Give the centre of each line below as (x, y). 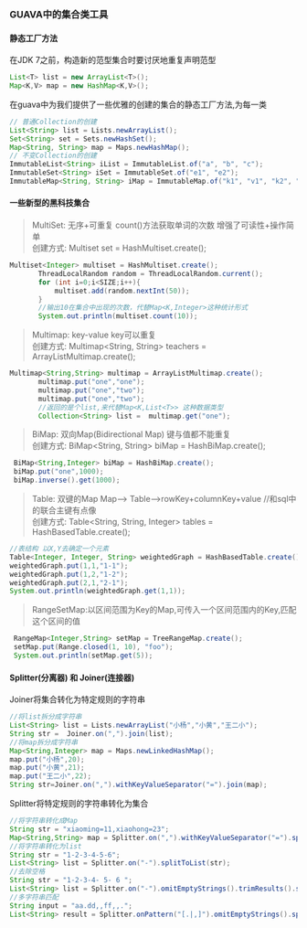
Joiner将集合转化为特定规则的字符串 (78, 699)
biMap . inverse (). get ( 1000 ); (67, 480)
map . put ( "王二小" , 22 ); (51, 776)
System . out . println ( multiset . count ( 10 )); (118, 316)
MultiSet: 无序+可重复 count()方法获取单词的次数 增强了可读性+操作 (159, 225)
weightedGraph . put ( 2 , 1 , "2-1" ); (69, 582)
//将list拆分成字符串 (46, 717)
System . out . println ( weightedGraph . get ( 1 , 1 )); (97, 592)
